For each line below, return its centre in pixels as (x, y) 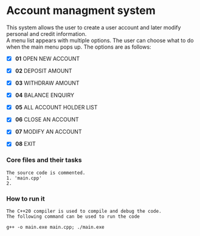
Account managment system (81, 11)
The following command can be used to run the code (73, 217)
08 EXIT (26, 144)
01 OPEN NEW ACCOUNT (47, 58)
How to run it (26, 198)
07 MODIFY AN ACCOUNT (48, 132)
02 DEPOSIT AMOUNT (43, 71)
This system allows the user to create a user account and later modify (94, 27)
